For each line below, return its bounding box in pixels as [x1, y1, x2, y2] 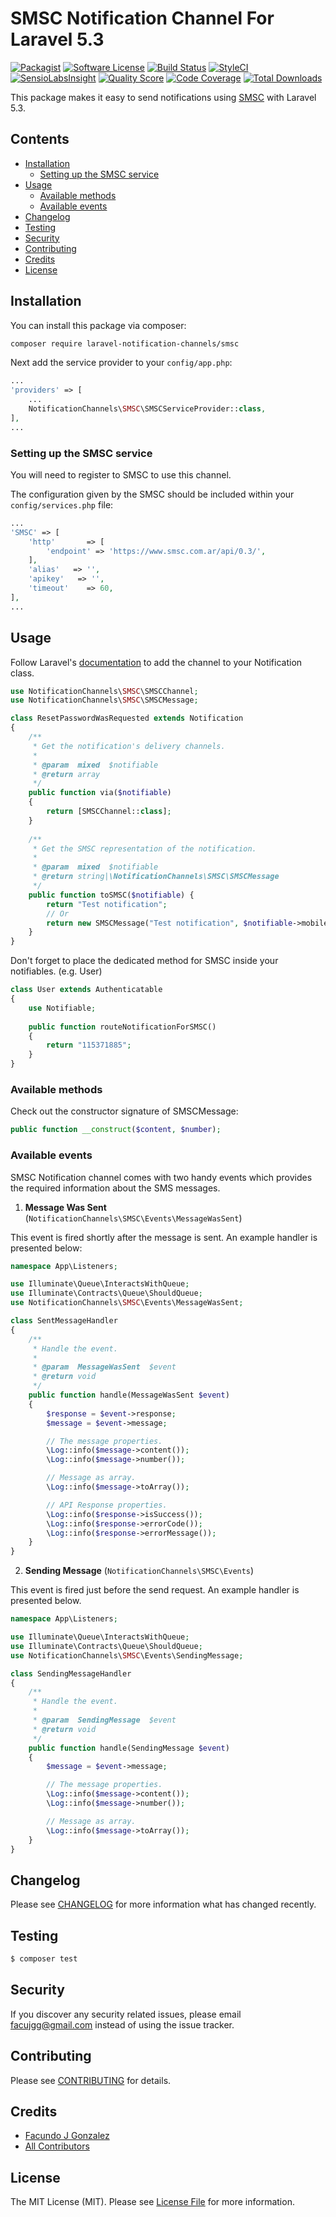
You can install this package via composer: [10, 319, 187, 331]
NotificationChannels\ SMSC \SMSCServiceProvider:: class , [28, 404, 267, 414]
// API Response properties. [46, 1500, 168, 1510]
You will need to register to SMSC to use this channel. [10, 468, 232, 481]
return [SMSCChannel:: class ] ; [46, 807, 172, 817]
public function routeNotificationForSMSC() [28, 1022, 217, 1032]
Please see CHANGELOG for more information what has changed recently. [10, 1898, 317, 1911]
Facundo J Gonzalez [24, 2130, 110, 2142]
